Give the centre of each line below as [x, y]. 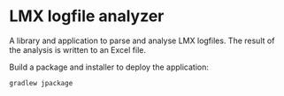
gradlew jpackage [41, 83]
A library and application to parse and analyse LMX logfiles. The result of [142, 41]
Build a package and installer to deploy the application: [109, 67]
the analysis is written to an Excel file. [77, 49]
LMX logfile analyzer [87, 16]
